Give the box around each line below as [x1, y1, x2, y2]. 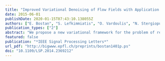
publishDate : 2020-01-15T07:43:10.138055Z [5, 16, 93, 21]
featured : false [5, 35, 38, 40]
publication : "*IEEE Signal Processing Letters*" [5, 39, 109, 44]
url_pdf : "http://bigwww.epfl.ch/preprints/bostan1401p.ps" [5, 44, 131, 49]
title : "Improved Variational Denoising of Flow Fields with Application [5, 7, 160, 12]
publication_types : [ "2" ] [5, 26, 58, 30]
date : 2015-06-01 [5, 12, 41, 17]
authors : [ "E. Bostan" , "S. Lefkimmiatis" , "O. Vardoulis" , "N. [5, 21, 139, 26]
